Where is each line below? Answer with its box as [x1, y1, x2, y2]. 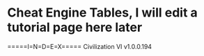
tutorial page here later [7, 19, 143, 35]
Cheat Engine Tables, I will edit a [7, 5, 198, 21]
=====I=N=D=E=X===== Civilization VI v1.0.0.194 [7, 42, 152, 50]
